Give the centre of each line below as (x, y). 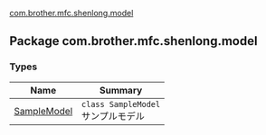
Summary (121, 90)
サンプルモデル (113, 116)
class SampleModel (121, 104)
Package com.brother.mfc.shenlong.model (133, 41)
